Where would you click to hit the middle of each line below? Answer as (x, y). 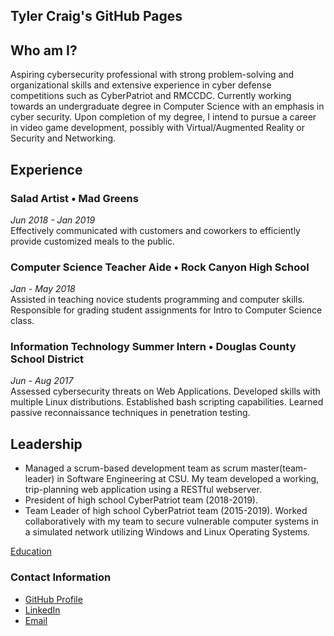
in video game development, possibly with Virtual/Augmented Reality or (157, 128)
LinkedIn (42, 610)
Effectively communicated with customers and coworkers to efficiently (155, 230)
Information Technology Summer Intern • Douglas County (153, 347)
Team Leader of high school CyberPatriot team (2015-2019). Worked (166, 511)
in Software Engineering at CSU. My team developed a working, (188, 479)
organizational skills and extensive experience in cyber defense (141, 85)
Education (31, 551)
